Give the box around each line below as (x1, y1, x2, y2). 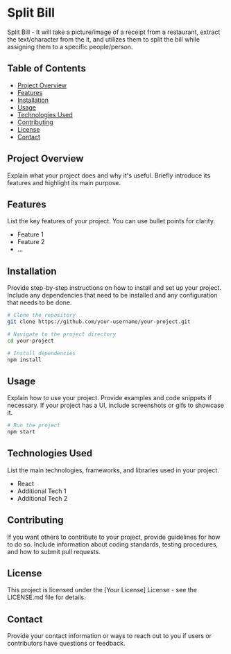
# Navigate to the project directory (7, 331, 117, 338)
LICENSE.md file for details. (7, 593, 86, 601)
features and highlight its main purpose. (7, 178, 121, 187)
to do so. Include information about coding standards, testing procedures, (7, 540, 219, 549)
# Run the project (7, 422, 60, 429)
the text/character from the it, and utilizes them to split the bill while (7, 35, 200, 43)
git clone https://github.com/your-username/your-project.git (7, 318, 191, 325)
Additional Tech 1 (17, 487, 67, 495)
